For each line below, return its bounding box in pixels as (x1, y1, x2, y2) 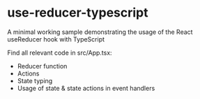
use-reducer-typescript (7, 5, 148, 21)
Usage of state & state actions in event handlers (17, 84, 155, 92)
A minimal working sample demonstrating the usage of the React (7, 28, 193, 36)
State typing (17, 76, 53, 84)
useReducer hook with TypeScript (7, 35, 105, 43)
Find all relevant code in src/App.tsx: (7, 48, 113, 57)
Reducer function (17, 62, 68, 70)
